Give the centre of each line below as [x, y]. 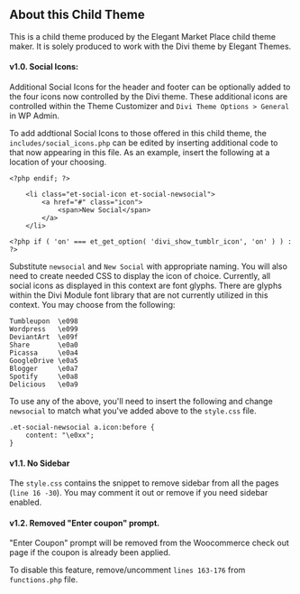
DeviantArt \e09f [44, 338]
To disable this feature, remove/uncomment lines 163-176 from [127, 570]
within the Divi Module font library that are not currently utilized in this [139, 295]
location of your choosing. [58, 162]
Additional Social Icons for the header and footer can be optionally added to [150, 87]
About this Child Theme [77, 15]
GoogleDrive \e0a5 [44, 361]
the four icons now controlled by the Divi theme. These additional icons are [149, 97]
